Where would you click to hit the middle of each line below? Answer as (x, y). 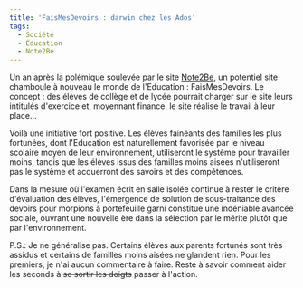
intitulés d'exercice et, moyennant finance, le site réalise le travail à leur (142, 106)
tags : (19, 26)
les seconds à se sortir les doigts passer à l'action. (104, 274)
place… (24, 116)
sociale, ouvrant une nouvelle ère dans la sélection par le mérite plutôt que (148, 218)
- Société (36, 34)
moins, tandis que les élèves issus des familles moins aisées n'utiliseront (145, 162)
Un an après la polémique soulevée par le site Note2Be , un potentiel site (144, 77)
